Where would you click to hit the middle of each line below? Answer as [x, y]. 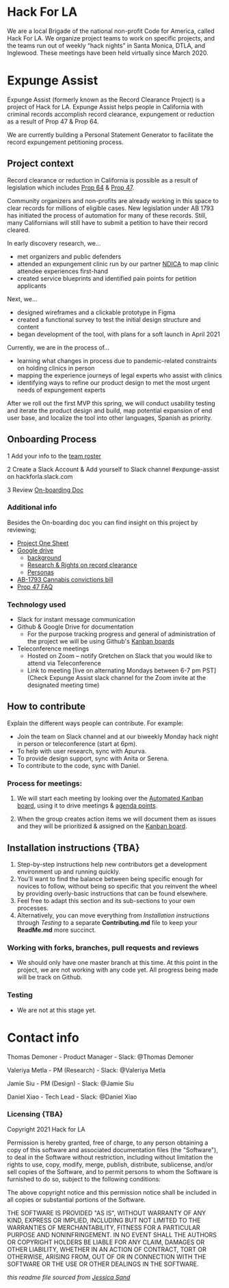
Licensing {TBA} [35, 1114]
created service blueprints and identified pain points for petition [107, 278]
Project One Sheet [43, 543]
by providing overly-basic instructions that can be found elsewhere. [112, 893]
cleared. [19, 230]
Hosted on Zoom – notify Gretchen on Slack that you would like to [120, 656]
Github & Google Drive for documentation [75, 627]
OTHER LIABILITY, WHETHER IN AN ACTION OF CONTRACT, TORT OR [107, 1249]
